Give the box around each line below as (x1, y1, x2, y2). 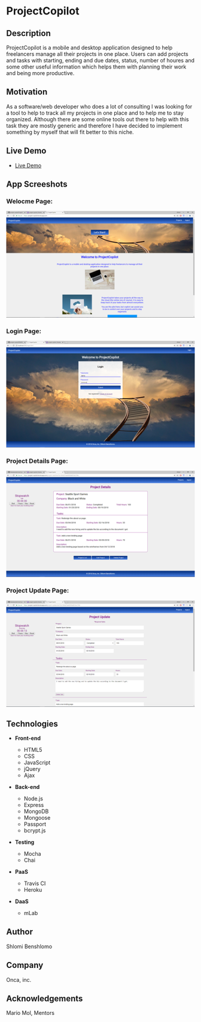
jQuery (23, 766, 41, 773)
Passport (23, 821, 47, 828)
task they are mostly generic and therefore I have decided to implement (6, 122, 182, 129)
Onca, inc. (6, 976, 32, 983)
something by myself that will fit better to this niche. (6, 128, 134, 136)
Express (23, 802, 44, 809)
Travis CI (23, 880, 46, 887)
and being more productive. (6, 70, 75, 76)
